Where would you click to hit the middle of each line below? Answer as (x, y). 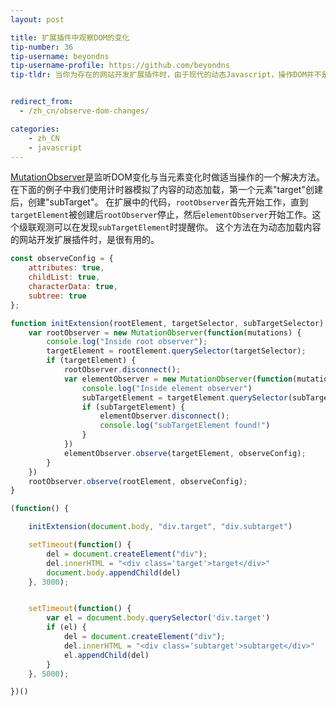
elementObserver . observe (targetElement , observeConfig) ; (185, 453)
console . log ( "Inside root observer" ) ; (127, 342)
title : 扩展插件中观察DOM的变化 (70, 37)
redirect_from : (42, 102)
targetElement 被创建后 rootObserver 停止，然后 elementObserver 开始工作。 (161, 215)
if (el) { (66, 627)
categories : (35, 129)
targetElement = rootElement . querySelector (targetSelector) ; (176, 351)
